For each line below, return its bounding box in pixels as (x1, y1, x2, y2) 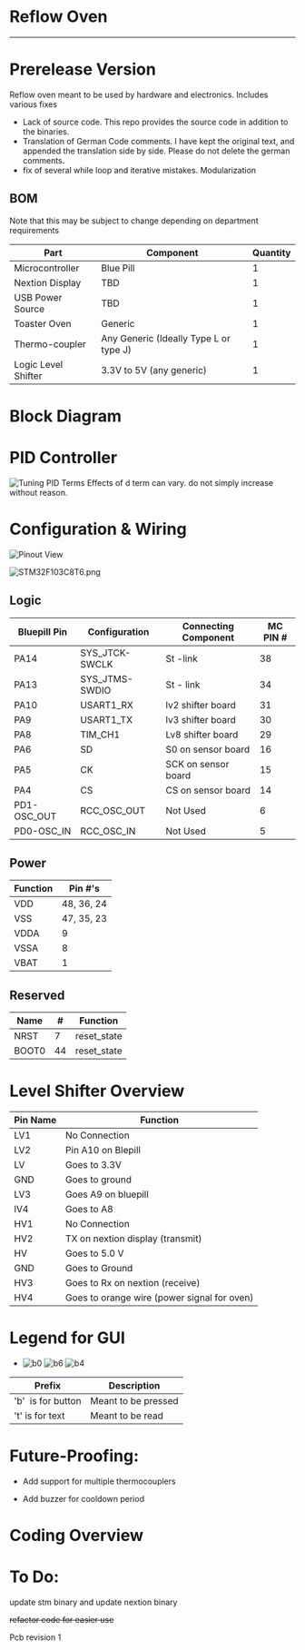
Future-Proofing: (9, 1446, 139, 1467)
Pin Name (14, 1114, 57, 1127)
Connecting (182, 619, 234, 632)
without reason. (9, 487, 68, 498)
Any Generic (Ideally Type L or (101, 331, 231, 344)
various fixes (9, 98, 57, 110)
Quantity (252, 246, 291, 259)
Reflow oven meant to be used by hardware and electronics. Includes (9, 89, 269, 100)
